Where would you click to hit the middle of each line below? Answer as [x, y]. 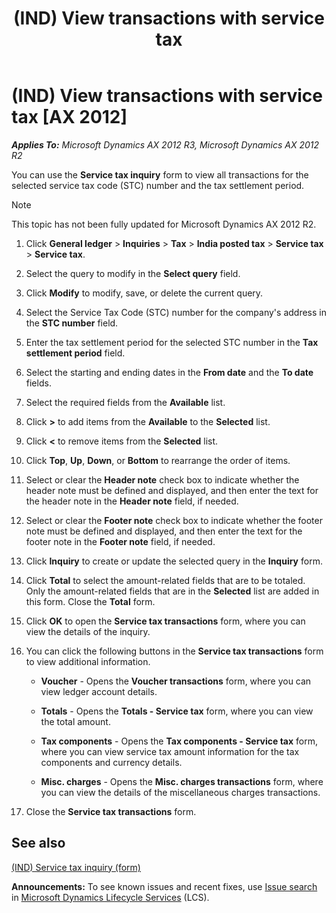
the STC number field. [72, 323]
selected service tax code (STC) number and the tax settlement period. [158, 185]
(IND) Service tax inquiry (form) [76, 867]
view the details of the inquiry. [88, 631]
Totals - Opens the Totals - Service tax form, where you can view [177, 711]
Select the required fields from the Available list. [125, 402]
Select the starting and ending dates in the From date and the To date [169, 372]
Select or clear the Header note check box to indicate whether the [162, 479]
